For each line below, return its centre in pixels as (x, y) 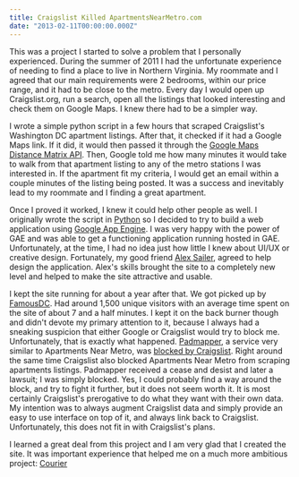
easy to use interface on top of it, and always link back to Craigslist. (134, 417)
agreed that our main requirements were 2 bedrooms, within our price (138, 80)
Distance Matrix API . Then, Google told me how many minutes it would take (148, 154)
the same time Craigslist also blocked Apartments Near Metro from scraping (150, 360)
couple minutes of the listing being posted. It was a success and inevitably (147, 183)
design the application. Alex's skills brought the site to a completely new (142, 267)
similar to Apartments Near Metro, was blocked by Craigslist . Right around (146, 351)
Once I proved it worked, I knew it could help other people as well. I (133, 209)
